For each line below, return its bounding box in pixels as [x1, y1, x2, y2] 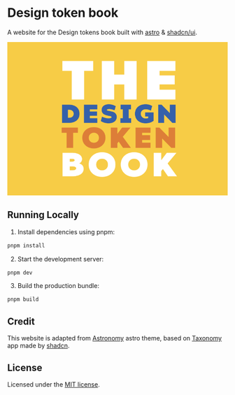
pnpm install [7, 242, 45, 249]
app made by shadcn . [7, 341, 70, 350]
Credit [7, 315, 35, 327]
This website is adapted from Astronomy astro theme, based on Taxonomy [7, 334, 222, 343]
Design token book [7, 5, 119, 21]
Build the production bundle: [17, 282, 100, 290]
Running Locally [7, 209, 79, 221]
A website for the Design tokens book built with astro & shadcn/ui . [7, 28, 198, 36]
